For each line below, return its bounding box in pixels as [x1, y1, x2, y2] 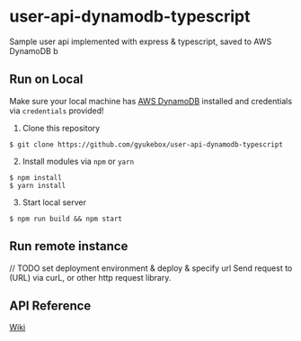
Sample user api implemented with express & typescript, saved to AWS [9, 36, 272, 47]
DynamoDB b [9, 45, 58, 56]
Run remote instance [9, 238, 128, 254]
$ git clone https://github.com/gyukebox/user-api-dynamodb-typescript [9, 139, 283, 149]
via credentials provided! [9, 105, 105, 116]
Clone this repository [22, 122, 101, 133]
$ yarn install [9, 181, 66, 190]
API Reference [9, 298, 92, 313]
